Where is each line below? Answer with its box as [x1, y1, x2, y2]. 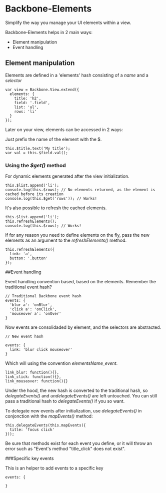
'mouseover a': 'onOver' [9, 311, 61, 316]
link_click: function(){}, [5, 374, 61, 379]
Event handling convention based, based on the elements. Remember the [5, 279, 156, 285]
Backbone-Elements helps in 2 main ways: [5, 29, 92, 35]
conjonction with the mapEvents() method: [5, 413, 93, 419]
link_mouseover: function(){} [5, 379, 68, 384]
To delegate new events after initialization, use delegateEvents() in [5, 408, 142, 414]
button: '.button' [9, 256, 48, 261]
